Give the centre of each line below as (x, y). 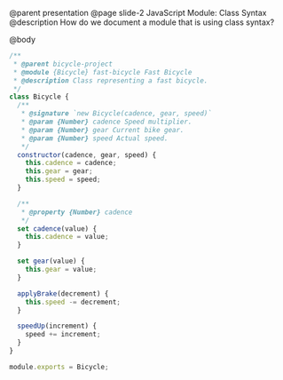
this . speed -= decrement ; (73, 302)
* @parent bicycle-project (63, 64)
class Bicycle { (39, 97)
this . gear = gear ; (59, 171)
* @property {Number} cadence (77, 212)
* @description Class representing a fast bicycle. (110, 80)
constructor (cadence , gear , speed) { (87, 154)
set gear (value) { (51, 261)
